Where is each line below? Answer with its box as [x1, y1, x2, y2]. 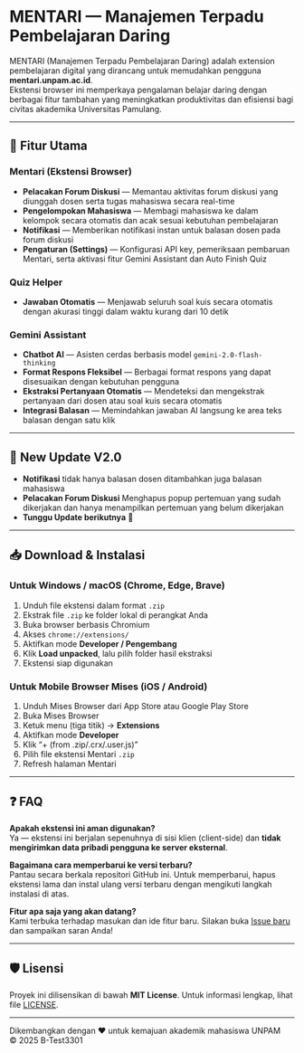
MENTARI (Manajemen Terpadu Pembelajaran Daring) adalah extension [9, 55, 276, 66]
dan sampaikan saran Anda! [9, 925, 113, 935]
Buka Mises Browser [22, 710, 100, 721]
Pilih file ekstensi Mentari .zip [22, 749, 135, 760]
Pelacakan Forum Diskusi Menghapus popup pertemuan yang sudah [22, 493, 281, 504]
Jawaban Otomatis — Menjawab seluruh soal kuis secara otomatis [22, 296, 273, 307]
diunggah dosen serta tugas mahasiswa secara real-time [22, 195, 235, 206]
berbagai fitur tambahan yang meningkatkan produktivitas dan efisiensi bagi [9, 93, 294, 105]
